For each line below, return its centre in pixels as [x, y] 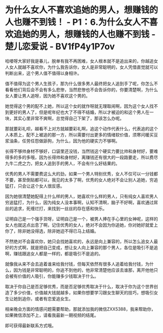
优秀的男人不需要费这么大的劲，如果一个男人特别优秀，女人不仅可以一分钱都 [81, 174]
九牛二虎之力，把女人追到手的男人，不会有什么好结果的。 [62, 163]
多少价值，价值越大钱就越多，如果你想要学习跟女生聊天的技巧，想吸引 [83, 293]
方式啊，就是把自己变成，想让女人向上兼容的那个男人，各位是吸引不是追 [86, 247]
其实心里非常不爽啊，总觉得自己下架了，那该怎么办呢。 [69, 118]
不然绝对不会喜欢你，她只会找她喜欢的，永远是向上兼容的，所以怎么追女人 [79, 241]
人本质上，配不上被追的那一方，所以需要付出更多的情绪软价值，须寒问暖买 [79, 135]
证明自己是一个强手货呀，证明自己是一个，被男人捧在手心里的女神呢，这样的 [81, 219]
